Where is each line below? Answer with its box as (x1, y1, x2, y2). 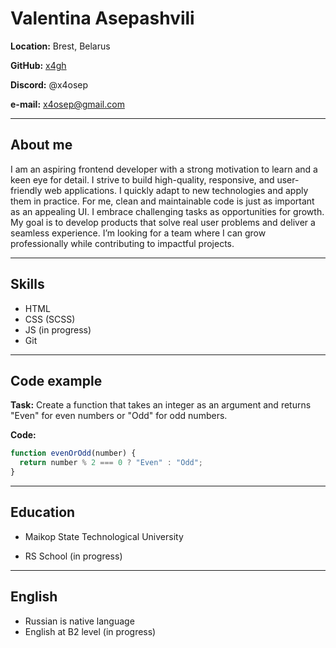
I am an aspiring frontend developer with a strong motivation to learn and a (10, 163, 318, 175)
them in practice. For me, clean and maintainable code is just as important (10, 195, 315, 207)
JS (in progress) (24, 323, 92, 336)
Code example (10, 372, 103, 389)
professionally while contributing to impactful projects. (10, 237, 235, 249)
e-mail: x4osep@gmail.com (10, 98, 125, 110)
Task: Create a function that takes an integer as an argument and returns (10, 399, 312, 411)
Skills (10, 276, 45, 293)
